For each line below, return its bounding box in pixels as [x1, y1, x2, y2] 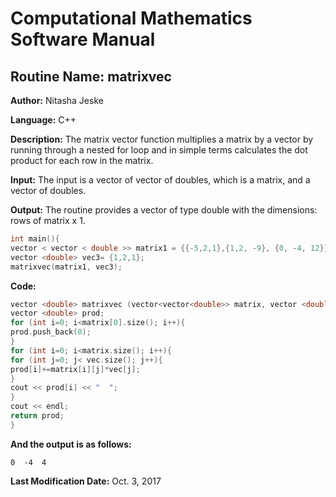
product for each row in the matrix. [10, 155, 154, 166]
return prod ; [10, 411, 65, 421]
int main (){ [10, 234, 60, 244]
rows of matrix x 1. [10, 215, 86, 226]
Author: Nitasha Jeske [10, 95, 104, 106]
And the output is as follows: [10, 438, 132, 450]
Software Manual [10, 28, 156, 51]
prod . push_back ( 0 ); [10, 327, 92, 337]
